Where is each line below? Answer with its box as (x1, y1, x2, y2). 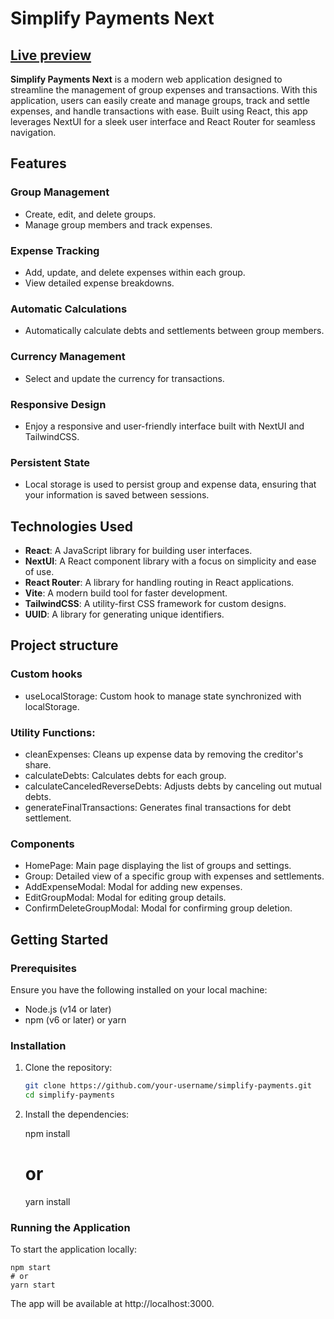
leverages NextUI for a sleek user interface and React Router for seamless (10, 116, 316, 127)
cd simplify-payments (24, 1090, 115, 1101)
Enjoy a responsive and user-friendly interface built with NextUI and (24, 420, 305, 432)
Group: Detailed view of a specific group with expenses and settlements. (24, 870, 325, 882)
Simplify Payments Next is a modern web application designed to (10, 73, 283, 85)
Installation (10, 1038, 67, 1052)
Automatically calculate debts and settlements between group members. (24, 325, 325, 337)
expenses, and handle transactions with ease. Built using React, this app (10, 105, 308, 117)
